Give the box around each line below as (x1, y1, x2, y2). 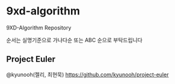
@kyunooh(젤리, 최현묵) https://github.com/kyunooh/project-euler (6, 71, 169, 78)
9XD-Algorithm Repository (6, 24, 72, 31)
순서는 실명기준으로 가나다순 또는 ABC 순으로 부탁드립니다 (6, 36, 143, 43)
